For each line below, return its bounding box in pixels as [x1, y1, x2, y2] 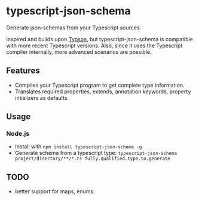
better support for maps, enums [14, 188, 94, 195]
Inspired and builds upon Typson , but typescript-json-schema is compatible [6, 35, 193, 42]
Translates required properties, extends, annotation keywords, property [14, 88, 191, 95]
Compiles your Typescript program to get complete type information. [14, 81, 185, 89]
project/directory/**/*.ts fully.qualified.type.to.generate [14, 156, 171, 162]
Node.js [6, 130, 30, 138]
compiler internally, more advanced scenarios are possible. [6, 48, 152, 55]
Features [6, 66, 40, 76]
